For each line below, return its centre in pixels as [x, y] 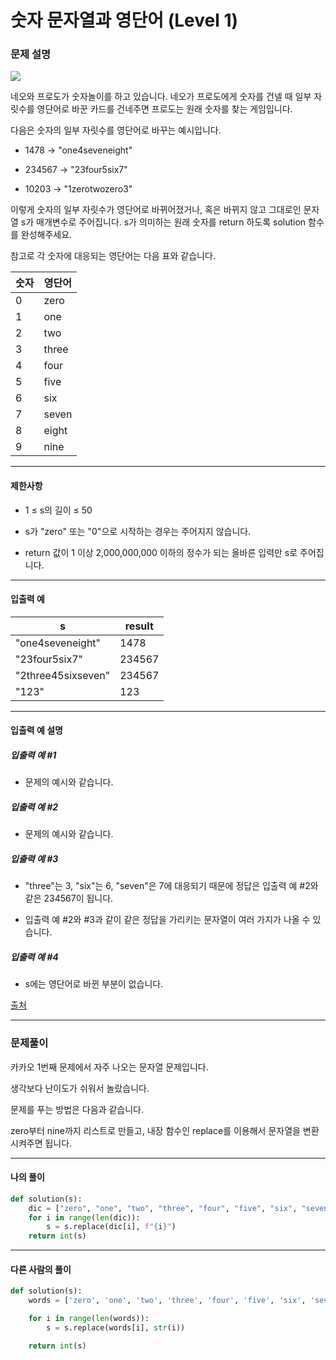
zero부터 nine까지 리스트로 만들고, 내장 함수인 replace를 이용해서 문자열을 [155, 1130]
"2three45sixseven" [63, 675]
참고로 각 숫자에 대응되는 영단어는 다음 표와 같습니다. [113, 256]
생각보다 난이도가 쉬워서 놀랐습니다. [80, 1088]
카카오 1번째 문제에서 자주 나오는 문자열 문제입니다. [109, 1067]
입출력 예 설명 [36, 730]
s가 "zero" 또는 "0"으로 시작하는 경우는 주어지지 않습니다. [138, 531]
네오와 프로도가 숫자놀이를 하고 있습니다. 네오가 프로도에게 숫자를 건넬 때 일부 [161, 97]
